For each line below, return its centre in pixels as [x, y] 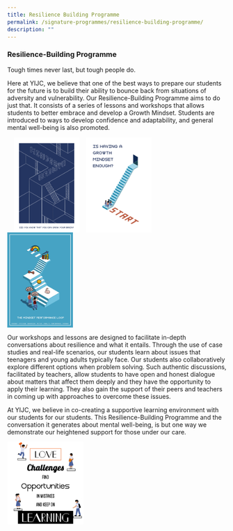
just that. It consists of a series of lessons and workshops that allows [106, 105]
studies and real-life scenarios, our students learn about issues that [104, 352]
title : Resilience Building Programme [63, 15]
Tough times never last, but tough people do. [71, 70]
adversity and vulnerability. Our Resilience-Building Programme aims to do [114, 98]
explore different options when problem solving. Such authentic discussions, [117, 367]
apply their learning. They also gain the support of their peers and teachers [115, 389]
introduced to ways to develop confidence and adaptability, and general [110, 120]
